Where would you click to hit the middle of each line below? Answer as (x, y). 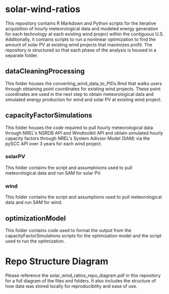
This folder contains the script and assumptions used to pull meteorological (83, 197)
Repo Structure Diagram (57, 261)
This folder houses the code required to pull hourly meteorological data (79, 128)
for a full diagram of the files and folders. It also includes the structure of (81, 280)
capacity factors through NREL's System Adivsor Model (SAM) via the (78, 138)
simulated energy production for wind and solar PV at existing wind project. (83, 99)
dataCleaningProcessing (45, 71)
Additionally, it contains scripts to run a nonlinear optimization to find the (80, 39)
